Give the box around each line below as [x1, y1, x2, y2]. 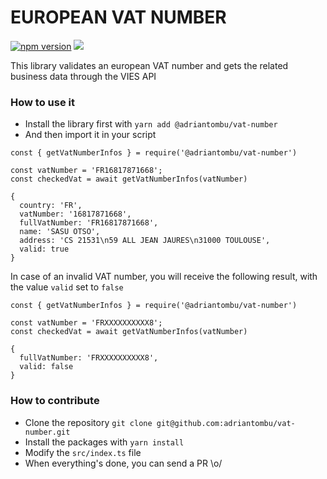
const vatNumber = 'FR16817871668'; [10, 166, 163, 176]
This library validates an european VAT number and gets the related [10, 59, 289, 71]
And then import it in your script [24, 129, 157, 141]
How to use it [10, 95, 75, 109]
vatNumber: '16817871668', [19, 209, 132, 220]
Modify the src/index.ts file [24, 446, 142, 458]
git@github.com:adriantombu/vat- [156, 418, 296, 428]
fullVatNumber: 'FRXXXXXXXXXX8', [19, 353, 159, 363]
